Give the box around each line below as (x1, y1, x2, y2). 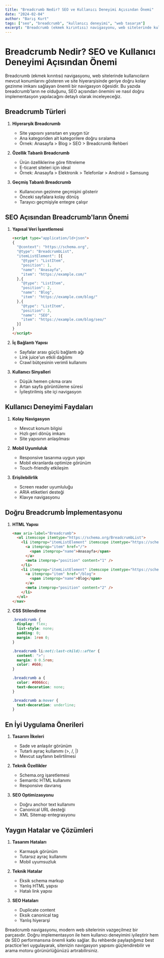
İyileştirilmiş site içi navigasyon (19, 388, 82, 394)
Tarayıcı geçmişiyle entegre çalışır (19, 199, 88, 205)
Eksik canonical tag (19, 912, 59, 918)
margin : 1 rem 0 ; (17, 635, 50, 640)
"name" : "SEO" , (21, 313, 52, 318)
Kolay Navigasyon (12, 416, 50, 422)
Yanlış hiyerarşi (19, 917, 50, 923)
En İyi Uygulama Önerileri (5, 720, 84, 729)
